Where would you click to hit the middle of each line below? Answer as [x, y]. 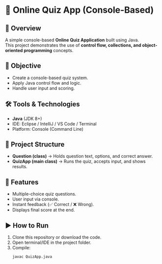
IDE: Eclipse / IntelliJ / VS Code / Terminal [54, 124]
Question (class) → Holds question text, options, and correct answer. [82, 156]
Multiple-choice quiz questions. [44, 194]
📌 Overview [23, 28]
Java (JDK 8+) [27, 118]
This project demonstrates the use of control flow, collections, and [73, 45]
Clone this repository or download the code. [57, 237]
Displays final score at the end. [43, 210]
